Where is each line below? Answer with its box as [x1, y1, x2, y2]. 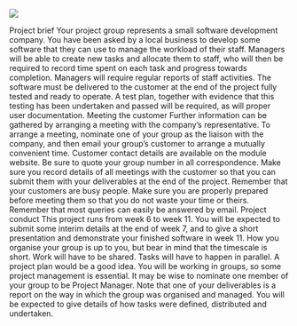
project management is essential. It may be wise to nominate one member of [9, 271, 289, 281]
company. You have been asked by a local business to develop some [9, 35, 261, 44]
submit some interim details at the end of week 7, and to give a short [9, 223, 259, 234]
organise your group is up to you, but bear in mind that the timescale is [9, 243, 268, 252]
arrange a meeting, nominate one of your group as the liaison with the [9, 129, 264, 139]
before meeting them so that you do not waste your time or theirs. [9, 195, 250, 205]
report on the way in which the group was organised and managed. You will [9, 290, 285, 299]
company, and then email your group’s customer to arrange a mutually [9, 139, 266, 148]
